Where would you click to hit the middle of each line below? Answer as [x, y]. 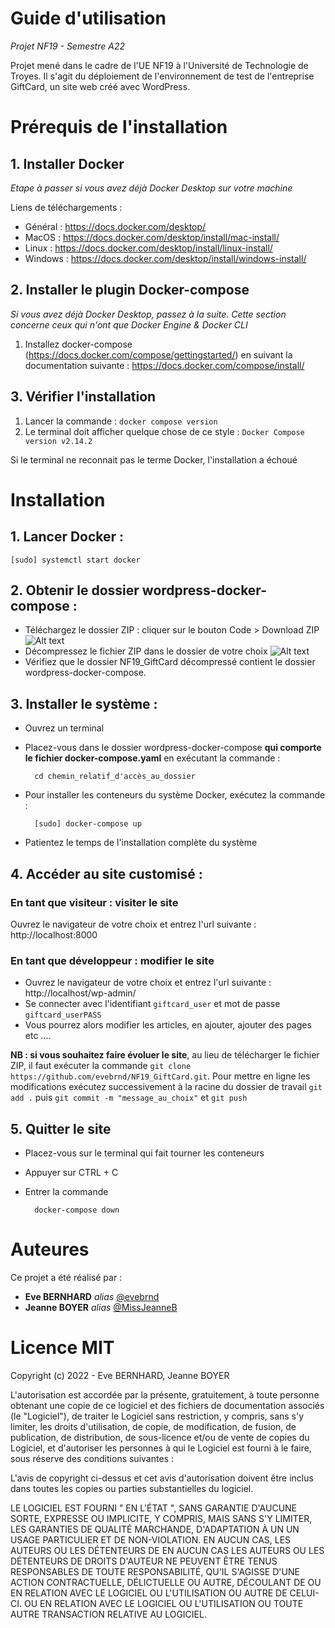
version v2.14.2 [58, 441]
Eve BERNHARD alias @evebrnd [92, 1296]
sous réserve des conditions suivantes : [92, 1458]
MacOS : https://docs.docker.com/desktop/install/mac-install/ [152, 237]
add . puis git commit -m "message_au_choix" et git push [129, 1098]
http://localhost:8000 [54, 934]
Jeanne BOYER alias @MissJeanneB [101, 1307]
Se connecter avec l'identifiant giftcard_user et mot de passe [152, 1004]
